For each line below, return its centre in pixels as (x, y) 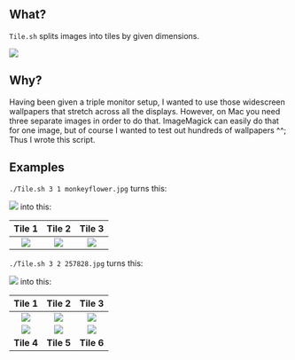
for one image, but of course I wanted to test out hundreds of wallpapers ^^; (148, 130)
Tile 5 (59, 343)
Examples (37, 168)
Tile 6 (92, 343)
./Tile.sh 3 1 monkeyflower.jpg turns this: (88, 189)
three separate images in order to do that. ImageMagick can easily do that (144, 121)
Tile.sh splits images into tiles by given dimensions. (105, 35)
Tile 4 (26, 343)
